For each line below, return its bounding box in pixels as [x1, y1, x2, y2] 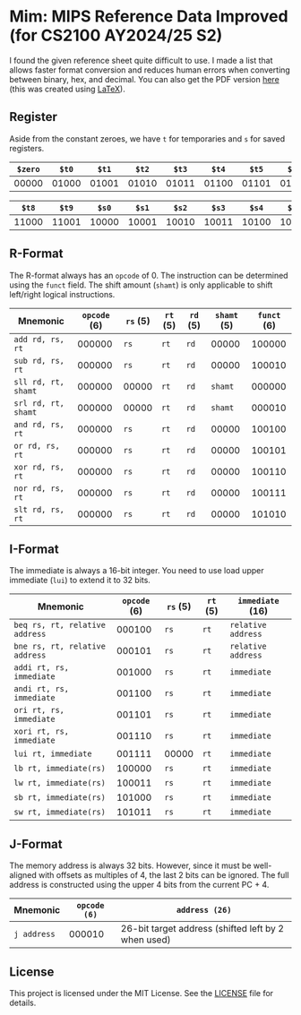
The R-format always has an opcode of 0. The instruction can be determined [9, 270, 288, 280]
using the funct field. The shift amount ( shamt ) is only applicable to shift [9, 280, 273, 290]
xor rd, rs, [13, 461, 65, 472]
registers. [9, 142, 45, 153]
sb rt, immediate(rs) [13, 793, 106, 803]
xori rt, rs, [13, 727, 70, 736]
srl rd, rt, [13, 398, 65, 409]
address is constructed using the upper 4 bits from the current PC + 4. [9, 880, 270, 890]
